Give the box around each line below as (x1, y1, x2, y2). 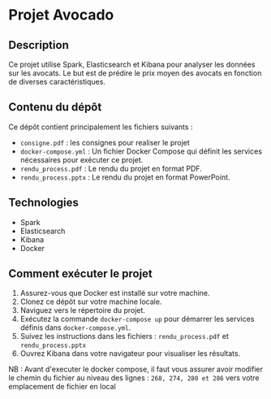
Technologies (8, 196, 80, 210)
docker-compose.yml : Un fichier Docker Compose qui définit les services (19, 146, 262, 156)
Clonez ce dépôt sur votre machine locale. (19, 297, 162, 306)
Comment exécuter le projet (8, 267, 153, 281)
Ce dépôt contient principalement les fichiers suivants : (8, 122, 193, 132)
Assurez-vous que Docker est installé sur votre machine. (19, 288, 210, 298)
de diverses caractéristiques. (8, 77, 105, 86)
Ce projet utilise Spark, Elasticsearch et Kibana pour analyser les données (8, 59, 256, 69)
